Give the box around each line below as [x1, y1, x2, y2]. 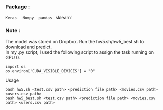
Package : [5, 3, 30, 10]
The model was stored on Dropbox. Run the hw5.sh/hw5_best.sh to [5, 38, 144, 44]
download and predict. [5, 44, 52, 50]
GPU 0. [5, 54, 20, 60]
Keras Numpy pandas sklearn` [5, 15, 73, 21]
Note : [5, 27, 21, 34]
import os [5, 64, 26, 69]
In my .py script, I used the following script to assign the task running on [5, 49, 154, 55]
